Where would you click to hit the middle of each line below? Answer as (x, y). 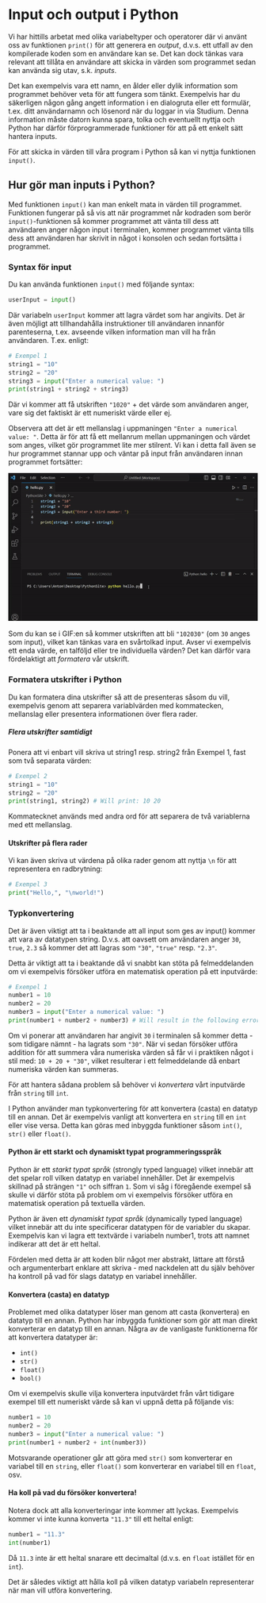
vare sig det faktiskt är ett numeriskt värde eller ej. (90, 413)
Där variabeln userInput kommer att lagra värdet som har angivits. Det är (127, 314)
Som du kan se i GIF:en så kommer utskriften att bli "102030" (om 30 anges (129, 634)
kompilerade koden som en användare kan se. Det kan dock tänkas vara (126, 53)
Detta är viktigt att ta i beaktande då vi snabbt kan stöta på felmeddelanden (131, 963)
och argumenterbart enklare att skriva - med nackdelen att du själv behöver (131, 1268)
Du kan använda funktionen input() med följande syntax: (102, 284)
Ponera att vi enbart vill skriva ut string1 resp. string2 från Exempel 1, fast (127, 752)
